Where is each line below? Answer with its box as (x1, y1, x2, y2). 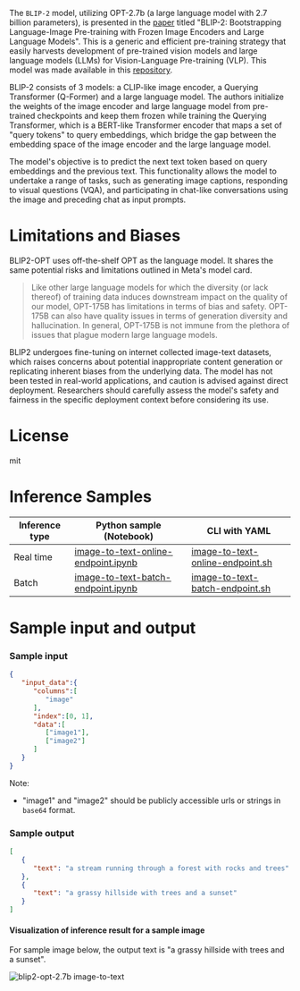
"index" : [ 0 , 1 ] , (32, 711, 94, 721)
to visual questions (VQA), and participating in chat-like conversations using (9, 185, 288, 195)
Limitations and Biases (9, 225, 181, 246)
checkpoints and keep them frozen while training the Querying (37, 111, 267, 121)
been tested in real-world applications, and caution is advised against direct (9, 375, 288, 385)
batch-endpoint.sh (191, 581, 271, 594)
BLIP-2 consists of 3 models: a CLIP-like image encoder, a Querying (9, 82, 259, 92)
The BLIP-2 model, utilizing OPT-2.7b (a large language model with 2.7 (9, 8, 268, 18)
